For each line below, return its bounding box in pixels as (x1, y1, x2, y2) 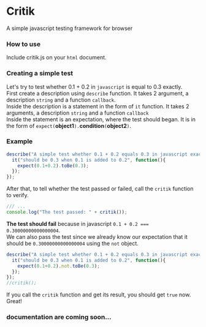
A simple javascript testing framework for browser (6, 24, 133, 32)
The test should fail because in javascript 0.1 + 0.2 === (6, 220, 149, 227)
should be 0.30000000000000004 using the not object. (6, 239, 139, 247)
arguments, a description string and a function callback (6, 109, 149, 116)
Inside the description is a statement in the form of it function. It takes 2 (6, 102, 189, 110)
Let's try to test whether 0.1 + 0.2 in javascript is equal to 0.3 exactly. (6, 83, 183, 90)
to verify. (6, 192, 29, 199)
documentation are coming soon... (6, 313, 112, 321)
